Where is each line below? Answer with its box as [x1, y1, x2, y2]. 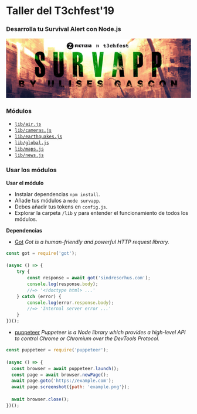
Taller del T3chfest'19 [6, 4, 114, 18]
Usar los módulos [6, 166, 57, 174]
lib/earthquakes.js [14, 134, 63, 140]
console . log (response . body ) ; [27, 281, 98, 287]
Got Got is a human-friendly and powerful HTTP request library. [14, 238, 169, 245]
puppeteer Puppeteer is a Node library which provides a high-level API [14, 329, 186, 336]
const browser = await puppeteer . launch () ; [11, 365, 119, 371]
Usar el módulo [6, 179, 44, 186]
